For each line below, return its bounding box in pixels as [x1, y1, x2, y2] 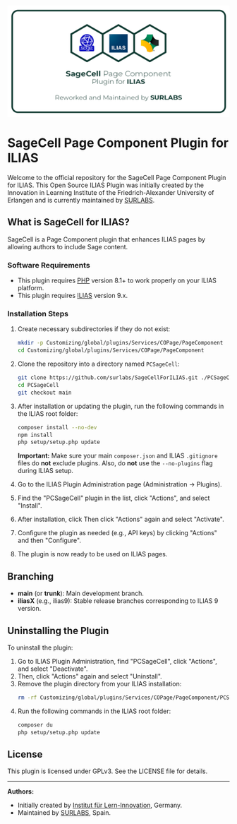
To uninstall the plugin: [7, 643, 73, 652]
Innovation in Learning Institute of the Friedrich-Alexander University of [7, 188, 214, 196]
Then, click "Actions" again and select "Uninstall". [17, 671, 162, 680]
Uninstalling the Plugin [7, 624, 109, 637]
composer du [17, 721, 53, 729]
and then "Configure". [17, 536, 81, 545]
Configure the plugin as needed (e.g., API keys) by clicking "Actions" [17, 529, 217, 537]
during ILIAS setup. [17, 467, 74, 475]
